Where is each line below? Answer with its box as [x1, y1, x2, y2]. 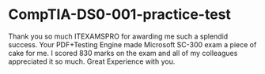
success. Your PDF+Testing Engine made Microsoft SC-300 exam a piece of [8, 39, 257, 49]
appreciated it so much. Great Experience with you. [8, 57, 176, 66]
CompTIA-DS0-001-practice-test [8, 6, 232, 24]
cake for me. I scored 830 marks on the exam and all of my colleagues [8, 48, 238, 57]
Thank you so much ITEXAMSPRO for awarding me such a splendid [8, 31, 229, 41]
